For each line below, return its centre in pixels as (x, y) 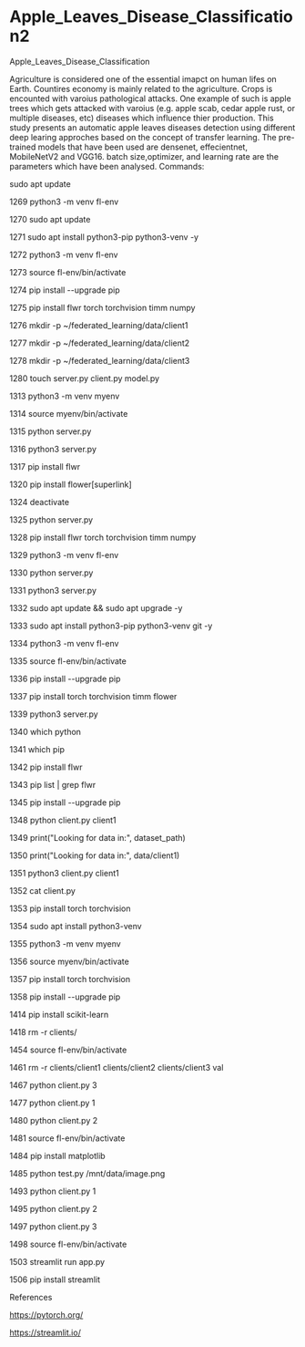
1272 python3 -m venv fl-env (64, 254)
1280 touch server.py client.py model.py (85, 378)
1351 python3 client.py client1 (65, 873)
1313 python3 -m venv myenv (65, 396)
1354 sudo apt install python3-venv (76, 926)
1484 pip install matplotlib (58, 1155)
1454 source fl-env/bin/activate (68, 1050)
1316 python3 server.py (53, 449)
